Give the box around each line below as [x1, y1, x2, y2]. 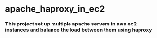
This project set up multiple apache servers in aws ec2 [5, 21, 137, 27]
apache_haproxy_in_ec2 [5, 3, 105, 14]
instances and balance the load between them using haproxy [5, 26, 152, 33]
